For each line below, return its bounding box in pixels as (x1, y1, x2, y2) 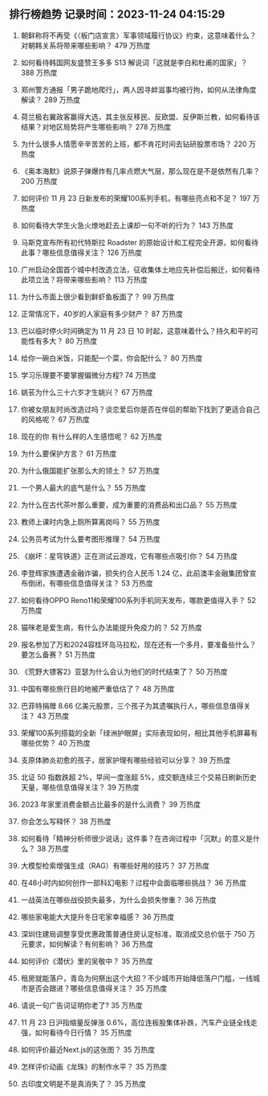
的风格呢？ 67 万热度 (20, 414, 91, 424)
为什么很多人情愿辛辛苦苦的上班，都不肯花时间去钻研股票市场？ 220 (20, 139, 247, 149)
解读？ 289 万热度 (20, 95, 81, 105)
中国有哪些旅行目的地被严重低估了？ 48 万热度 (20, 683, 175, 693)
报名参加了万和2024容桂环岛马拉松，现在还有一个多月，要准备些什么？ (20, 639, 257, 649)
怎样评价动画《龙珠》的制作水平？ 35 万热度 (20, 1061, 168, 1071)
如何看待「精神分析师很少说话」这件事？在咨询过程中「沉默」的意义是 (20, 833, 254, 843)
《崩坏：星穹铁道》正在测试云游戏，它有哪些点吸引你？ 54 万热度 (20, 551, 238, 560)
